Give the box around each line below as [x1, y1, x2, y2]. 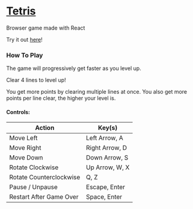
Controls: [6, 108, 31, 115]
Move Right [9, 144, 41, 152]
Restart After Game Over [9, 193, 79, 201]
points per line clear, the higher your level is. [6, 95, 116, 102]
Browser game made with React [6, 24, 85, 31]
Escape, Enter [86, 183, 125, 191]
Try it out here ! [6, 36, 43, 43]
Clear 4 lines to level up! [6, 77, 66, 84]
